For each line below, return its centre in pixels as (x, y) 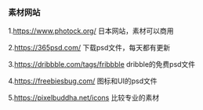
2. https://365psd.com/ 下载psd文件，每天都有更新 (89, 48)
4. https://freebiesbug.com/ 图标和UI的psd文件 (83, 81)
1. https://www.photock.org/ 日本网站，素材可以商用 (91, 31)
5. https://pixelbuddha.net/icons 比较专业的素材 (83, 98)
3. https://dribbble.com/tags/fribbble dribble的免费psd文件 (102, 64)
